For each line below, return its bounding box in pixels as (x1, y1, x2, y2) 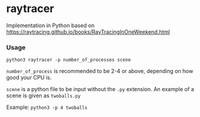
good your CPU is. (6, 74, 52, 81)
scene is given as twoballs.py (6, 92, 81, 100)
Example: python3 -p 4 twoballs (6, 104, 88, 111)
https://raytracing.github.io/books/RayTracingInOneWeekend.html (6, 28, 170, 35)
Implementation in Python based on (6, 22, 95, 29)
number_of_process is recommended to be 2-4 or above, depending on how (6, 68, 193, 75)
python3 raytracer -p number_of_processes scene (6, 57, 131, 63)
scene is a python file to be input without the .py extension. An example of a (6, 86, 195, 93)
